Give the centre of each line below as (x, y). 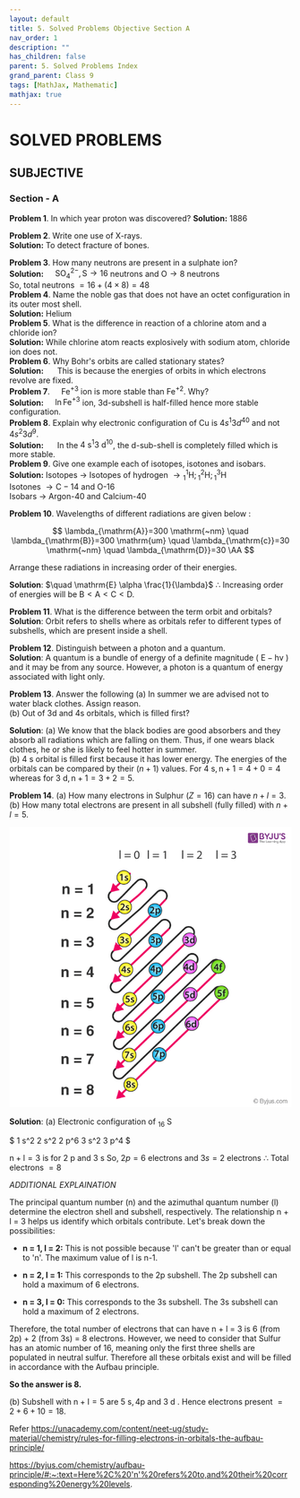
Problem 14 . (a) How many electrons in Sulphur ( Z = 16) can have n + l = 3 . (148, 795)
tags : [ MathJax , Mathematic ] (64, 85)
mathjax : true (36, 94)
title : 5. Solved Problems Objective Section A (100, 28)
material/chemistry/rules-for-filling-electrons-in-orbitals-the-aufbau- (137, 1438)
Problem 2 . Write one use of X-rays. (76, 235)
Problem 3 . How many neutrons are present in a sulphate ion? (124, 262)
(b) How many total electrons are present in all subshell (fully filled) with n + (149, 805)
